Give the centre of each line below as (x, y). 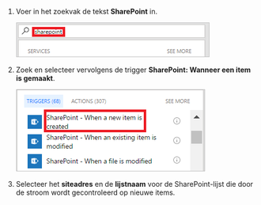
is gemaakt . (35, 78)
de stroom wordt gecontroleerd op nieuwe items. (95, 192)
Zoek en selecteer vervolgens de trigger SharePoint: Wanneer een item (133, 70)
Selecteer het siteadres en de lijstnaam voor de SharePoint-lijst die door (134, 184)
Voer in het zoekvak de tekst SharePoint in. (87, 11)
